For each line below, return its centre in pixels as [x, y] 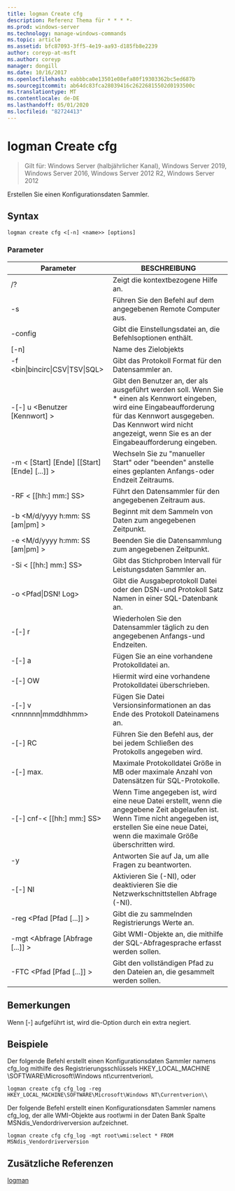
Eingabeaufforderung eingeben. [165, 442]
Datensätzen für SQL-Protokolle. [166, 781]
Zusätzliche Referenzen [60, 1163]
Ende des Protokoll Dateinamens [166, 714]
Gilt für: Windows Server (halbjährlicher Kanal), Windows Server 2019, [126, 166]
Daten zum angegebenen [154, 520]
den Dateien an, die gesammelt [164, 971]
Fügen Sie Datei [139, 697]
